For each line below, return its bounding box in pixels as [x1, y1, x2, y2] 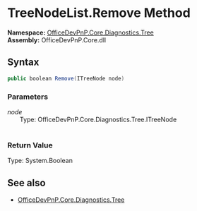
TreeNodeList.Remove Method [7, 5, 191, 21]
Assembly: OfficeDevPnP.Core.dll [7, 35, 107, 44]
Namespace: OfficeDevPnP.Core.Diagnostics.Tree [7, 28, 154, 37]
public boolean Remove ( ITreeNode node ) [7, 75, 125, 82]
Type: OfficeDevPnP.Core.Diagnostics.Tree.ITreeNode [20, 115, 177, 123]
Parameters [7, 92, 48, 102]
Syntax [7, 56, 40, 68]
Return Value [7, 140, 53, 150]
